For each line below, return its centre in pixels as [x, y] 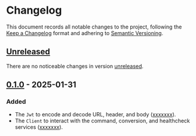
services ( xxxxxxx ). [39, 127]
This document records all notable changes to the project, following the [94, 27]
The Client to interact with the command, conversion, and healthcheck [102, 121]
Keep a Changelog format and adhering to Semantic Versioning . [85, 33]
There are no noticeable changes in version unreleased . [75, 66]
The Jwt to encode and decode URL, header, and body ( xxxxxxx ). [95, 115]
